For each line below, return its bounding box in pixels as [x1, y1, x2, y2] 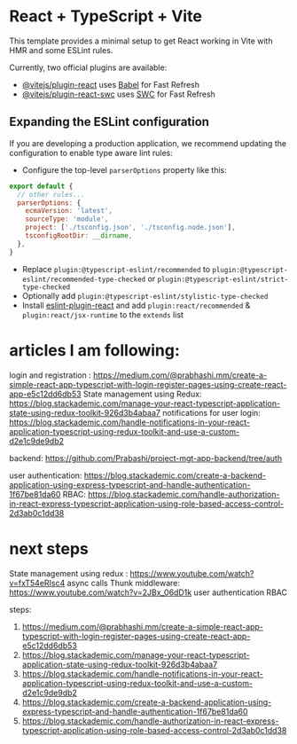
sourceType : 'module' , [25, 215, 109, 223]
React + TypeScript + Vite [9, 6, 202, 27]
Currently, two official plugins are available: [9, 62, 168, 73]
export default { [9, 182, 74, 191]
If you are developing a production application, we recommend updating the [9, 137, 286, 148]
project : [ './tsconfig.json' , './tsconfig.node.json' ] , [25, 223, 237, 232]
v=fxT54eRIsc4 [9, 577, 66, 588]
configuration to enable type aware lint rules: [9, 147, 173, 158]
